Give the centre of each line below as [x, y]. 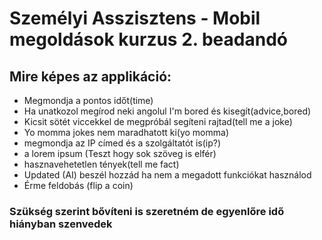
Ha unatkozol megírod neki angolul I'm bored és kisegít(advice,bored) [167, 111]
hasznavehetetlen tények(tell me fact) [101, 164]
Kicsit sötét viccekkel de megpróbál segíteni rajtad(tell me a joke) [158, 121]
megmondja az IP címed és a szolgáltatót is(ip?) [122, 143]
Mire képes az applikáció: [90, 76]
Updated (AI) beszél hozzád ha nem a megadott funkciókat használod [167, 175]
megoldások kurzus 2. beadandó [148, 39]
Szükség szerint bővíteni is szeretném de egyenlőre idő [147, 211]
